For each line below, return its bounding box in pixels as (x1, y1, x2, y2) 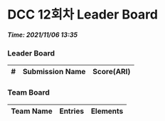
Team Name (11, 106, 53, 116)
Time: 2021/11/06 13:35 (7, 30, 78, 39)
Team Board (7, 88, 50, 98)
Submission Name (22, 67, 86, 77)
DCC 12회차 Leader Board (7, 6, 159, 23)
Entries (59, 106, 84, 116)
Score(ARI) (92, 67, 131, 77)
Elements (90, 106, 124, 116)
